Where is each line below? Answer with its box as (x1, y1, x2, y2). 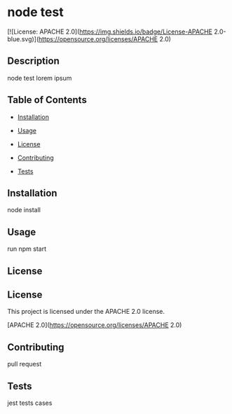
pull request (7, 360, 42, 368)
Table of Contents (7, 94, 88, 106)
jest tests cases (7, 399, 53, 407)
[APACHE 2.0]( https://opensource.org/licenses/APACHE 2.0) (7, 321, 182, 329)
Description (7, 55, 60, 67)
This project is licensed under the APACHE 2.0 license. (7, 308, 165, 316)
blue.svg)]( (7, 34, 39, 43)
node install (7, 206, 41, 214)
